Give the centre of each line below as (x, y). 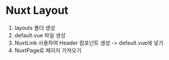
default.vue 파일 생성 (40, 35)
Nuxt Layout (37, 10)
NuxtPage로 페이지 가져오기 (48, 50)
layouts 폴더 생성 (35, 28)
